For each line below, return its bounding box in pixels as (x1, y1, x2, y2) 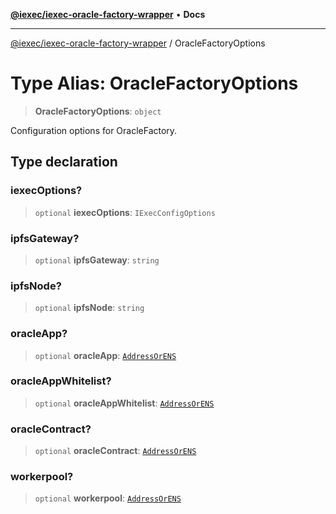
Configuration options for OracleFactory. (10, 124, 178, 136)
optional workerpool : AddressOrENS (34, 492, 182, 504)
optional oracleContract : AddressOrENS (34, 445, 197, 457)
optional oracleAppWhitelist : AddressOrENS (34, 397, 215, 409)
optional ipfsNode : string (34, 302, 145, 314)
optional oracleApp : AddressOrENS (34, 349, 177, 361)
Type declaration (10, 154, 118, 171)
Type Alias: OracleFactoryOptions (10, 72, 299, 95)
